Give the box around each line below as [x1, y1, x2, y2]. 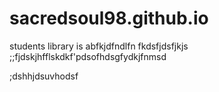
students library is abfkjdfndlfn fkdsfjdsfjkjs [9, 40, 189, 52]
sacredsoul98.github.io [9, 7, 209, 30]
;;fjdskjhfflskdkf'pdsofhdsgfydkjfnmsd [9, 50, 167, 62]
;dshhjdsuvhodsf [9, 70, 79, 82]
